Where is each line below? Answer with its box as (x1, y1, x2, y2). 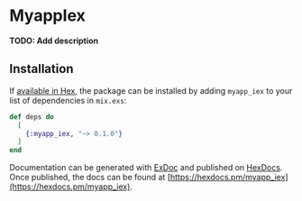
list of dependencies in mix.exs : (9, 95, 127, 105)
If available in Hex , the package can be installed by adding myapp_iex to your (9, 85, 293, 96)
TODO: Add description (9, 35, 99, 46)
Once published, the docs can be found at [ (9, 172, 171, 183)
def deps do (9, 112, 54, 122)
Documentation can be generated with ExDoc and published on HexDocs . (9, 162, 283, 173)
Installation (9, 61, 74, 77)
